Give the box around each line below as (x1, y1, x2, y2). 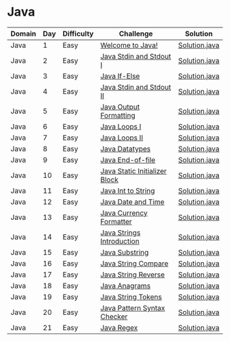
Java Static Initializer (100, 166, 167, 175)
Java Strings (100, 227, 141, 237)
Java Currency (100, 208, 148, 218)
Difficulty (62, 29, 94, 38)
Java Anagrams (100, 281, 151, 290)
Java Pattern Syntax (100, 303, 166, 312)
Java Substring (100, 247, 149, 257)
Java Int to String (100, 186, 155, 195)
